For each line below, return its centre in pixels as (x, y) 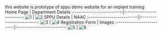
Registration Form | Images (87, 22)
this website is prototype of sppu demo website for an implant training (75, 7)
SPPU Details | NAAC (65, 17)
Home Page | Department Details (38, 12)
